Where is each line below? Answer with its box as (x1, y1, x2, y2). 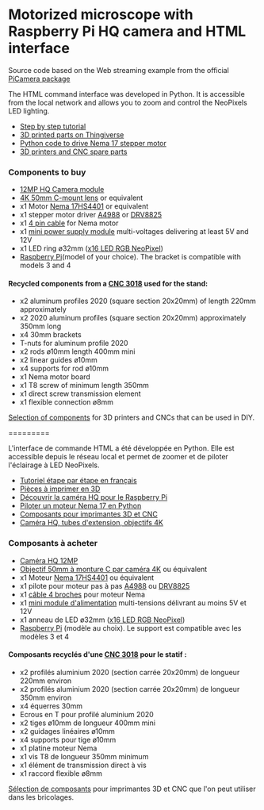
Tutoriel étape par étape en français (19, 476, 137, 486)
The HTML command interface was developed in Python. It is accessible (8, 89, 246, 98)
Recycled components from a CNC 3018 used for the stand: (8, 278, 209, 288)
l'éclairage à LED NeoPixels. (8, 460, 100, 470)
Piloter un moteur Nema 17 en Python (19, 501, 142, 511)
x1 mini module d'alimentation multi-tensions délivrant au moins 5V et (19, 597, 247, 608)
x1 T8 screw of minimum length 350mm (19, 381, 149, 390)
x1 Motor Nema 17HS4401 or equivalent (19, 202, 149, 211)
